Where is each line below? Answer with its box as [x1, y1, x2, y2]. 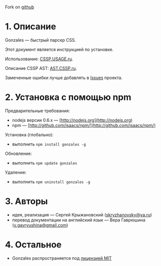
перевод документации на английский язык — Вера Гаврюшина [12, 217, 145, 223]
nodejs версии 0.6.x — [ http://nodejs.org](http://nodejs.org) [12, 117, 133, 123]
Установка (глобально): [5, 132, 54, 137]
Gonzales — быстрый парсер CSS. [5, 37, 76, 43]
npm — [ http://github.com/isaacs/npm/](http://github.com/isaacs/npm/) [12, 122, 156, 128]
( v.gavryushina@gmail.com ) [12, 222, 68, 228]
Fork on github [5, 4, 34, 10]
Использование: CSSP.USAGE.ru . [5, 56, 74, 62]
